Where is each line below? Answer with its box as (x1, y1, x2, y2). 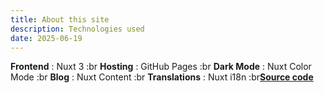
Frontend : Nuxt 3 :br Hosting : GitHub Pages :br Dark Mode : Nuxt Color (10, 61, 312, 73)
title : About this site (10, 14, 110, 25)
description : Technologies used (10, 24, 145, 34)
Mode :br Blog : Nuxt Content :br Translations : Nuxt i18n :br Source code (10, 71, 314, 83)
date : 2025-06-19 (10, 33, 83, 43)
